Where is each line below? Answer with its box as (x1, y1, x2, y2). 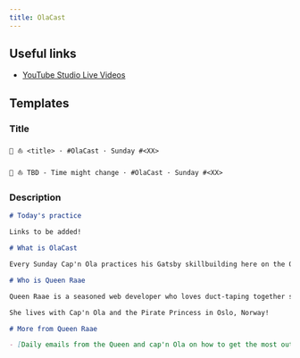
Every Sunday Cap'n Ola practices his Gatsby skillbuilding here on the (9, 260, 286, 269)
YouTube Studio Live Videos (21, 70, 126, 80)
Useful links (9, 46, 78, 62)
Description (9, 191, 62, 204)
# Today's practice (9, 212, 82, 221)
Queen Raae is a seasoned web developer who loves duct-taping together (9, 292, 286, 301)
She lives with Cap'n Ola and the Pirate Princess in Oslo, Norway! (9, 308, 270, 317)
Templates (9, 96, 70, 111)
